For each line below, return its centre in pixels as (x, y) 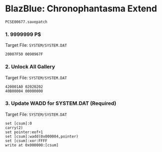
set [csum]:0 (19, 123)
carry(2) (14, 128)
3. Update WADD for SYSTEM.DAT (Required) (61, 103)
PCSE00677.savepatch (27, 22)
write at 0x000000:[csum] (32, 145)
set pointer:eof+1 (24, 132)
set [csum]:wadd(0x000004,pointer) (42, 136)
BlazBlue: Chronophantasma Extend (81, 9)
